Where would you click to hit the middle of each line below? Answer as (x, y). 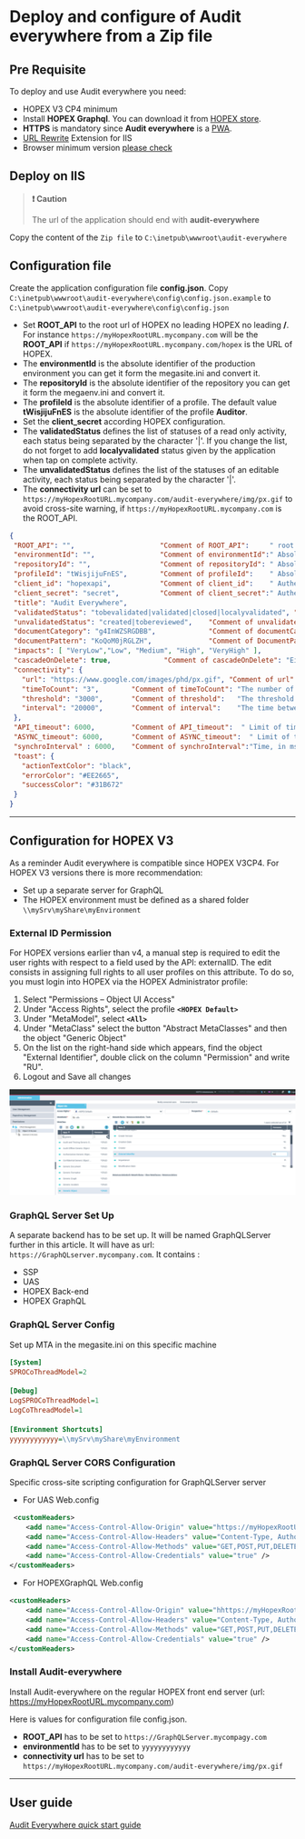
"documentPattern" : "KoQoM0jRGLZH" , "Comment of (133, 641)
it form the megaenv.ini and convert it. (93, 392)
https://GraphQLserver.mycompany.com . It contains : (105, 1254)
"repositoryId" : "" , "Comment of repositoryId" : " (143, 565)
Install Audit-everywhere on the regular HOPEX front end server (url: (138, 1692)
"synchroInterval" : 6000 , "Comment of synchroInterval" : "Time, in (149, 746)
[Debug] (24, 1391)
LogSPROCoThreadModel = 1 (54, 1401)
